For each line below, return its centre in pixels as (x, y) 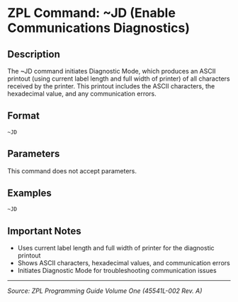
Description (34, 54)
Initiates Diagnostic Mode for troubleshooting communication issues (117, 271)
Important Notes (44, 231)
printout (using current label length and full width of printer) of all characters (119, 79)
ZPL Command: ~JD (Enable (91, 13)
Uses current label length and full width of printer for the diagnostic (116, 248)
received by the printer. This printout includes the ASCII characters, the (111, 86)
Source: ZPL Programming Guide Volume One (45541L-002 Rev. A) (105, 291)
